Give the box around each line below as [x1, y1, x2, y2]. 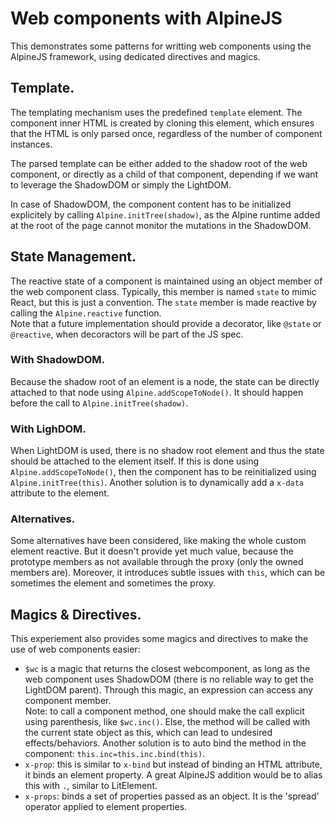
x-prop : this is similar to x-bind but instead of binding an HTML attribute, [24, 758, 323, 771]
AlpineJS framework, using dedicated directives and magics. [10, 50, 261, 62]
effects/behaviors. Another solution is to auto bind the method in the [24, 737, 307, 749]
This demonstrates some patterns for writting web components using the [10, 40, 312, 52]
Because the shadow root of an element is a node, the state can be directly [10, 375, 320, 387]
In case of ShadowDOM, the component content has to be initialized [10, 198, 292, 210]
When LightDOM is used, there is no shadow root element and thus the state [10, 445, 325, 457]
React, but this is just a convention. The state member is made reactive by [10, 296, 317, 308]
